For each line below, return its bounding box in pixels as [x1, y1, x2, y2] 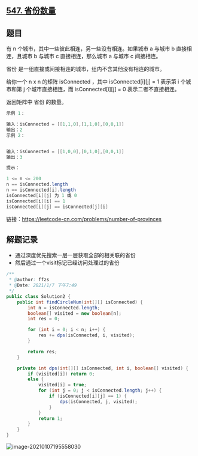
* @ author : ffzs [8, 277, 50, 283]
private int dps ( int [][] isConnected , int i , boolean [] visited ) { [17, 365, 189, 371]
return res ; [28, 348, 58, 354]
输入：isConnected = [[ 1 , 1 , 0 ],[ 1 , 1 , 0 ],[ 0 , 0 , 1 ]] [6, 121, 124, 127]
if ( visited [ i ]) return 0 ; [28, 371, 95, 377]
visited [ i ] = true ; [38, 382, 87, 388]
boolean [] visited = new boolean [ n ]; [28, 310, 121, 317]
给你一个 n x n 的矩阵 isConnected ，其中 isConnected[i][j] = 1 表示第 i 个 [6, 78, 186, 85]
